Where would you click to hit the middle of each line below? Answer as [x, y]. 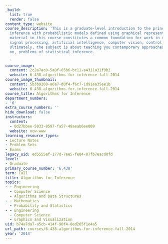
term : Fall [16, 173]
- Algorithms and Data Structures [45, 196]
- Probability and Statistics [41, 206]
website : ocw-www [28, 131]
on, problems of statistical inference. [52, 52]
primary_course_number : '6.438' [39, 168]
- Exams [13, 150]
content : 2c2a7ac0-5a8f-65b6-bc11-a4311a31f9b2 [60, 70]
